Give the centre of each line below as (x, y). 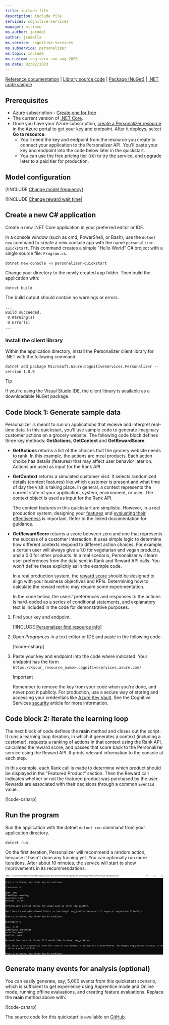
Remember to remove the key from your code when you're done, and (84, 686)
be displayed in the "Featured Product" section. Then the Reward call (77, 773)
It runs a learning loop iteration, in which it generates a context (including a (83, 736)
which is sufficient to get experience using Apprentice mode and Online (80, 986)
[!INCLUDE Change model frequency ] (44, 189)
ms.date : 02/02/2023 (27, 64)
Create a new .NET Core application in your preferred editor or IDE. (75, 227)
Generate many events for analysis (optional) (78, 969)
